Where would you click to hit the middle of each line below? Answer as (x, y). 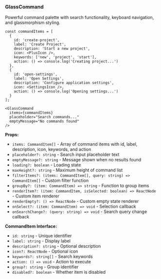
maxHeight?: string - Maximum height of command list (67, 170)
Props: (12, 135)
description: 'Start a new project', (52, 49)
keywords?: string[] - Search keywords (53, 257)
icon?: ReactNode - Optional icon (45, 251)
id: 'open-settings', (36, 74)
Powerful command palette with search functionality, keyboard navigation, (80, 18)
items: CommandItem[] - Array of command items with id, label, (75, 144)
